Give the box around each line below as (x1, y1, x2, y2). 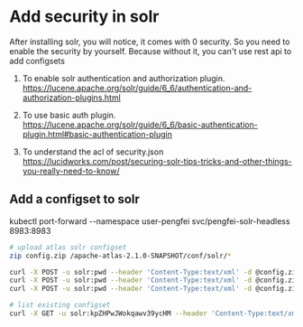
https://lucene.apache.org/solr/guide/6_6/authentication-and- (22, 82, 252, 93)
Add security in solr (9, 6, 160, 27)
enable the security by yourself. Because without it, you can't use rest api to (9, 45, 292, 56)
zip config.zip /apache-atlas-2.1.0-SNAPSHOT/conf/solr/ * (9, 251, 232, 260)
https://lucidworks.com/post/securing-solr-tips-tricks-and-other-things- (22, 155, 292, 166)
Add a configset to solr (9, 192, 140, 207)
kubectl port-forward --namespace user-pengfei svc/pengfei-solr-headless (9, 215, 290, 227)
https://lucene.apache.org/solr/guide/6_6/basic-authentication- (22, 119, 259, 130)
